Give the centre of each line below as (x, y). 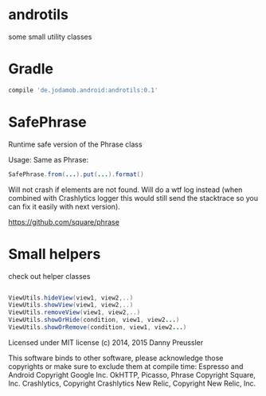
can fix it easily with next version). (65, 206)
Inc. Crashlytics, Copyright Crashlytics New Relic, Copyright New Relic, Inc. (132, 383)
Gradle (31, 69)
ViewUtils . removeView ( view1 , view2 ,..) (74, 312)
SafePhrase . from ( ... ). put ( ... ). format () (76, 174)
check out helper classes (49, 276)
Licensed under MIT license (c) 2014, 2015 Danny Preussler (106, 342)
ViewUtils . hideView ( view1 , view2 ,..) (71, 298)
